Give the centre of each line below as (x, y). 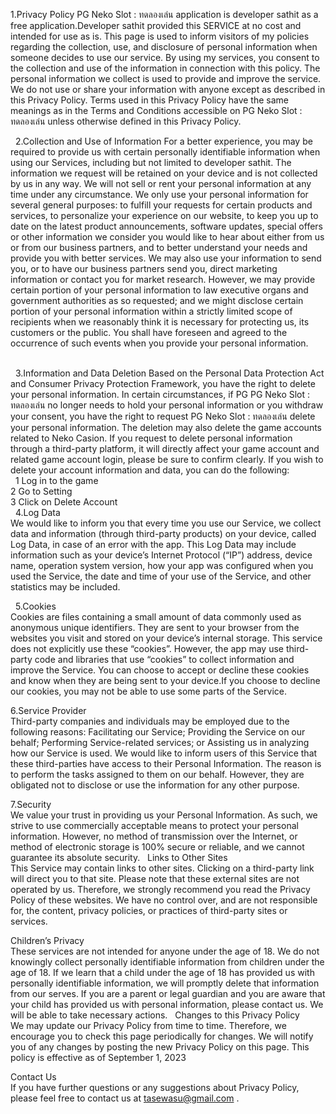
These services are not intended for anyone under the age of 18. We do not (165, 951)
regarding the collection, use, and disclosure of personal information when (164, 47)
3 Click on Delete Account (64, 502)
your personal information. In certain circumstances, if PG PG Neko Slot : (160, 394)
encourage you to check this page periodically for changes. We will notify (162, 1036)
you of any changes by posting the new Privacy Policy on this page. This (160, 1047)
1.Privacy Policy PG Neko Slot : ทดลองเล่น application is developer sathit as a (164, 14)
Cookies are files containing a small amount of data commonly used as (156, 617)
